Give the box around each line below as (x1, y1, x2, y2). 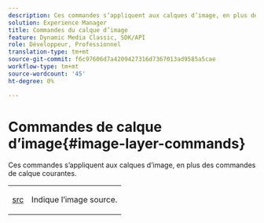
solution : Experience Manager (8, 19, 108, 27)
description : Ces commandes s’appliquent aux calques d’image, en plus (8, 11, 247, 20)
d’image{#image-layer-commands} (8, 134, 246, 152)
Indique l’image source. (31, 194, 118, 205)
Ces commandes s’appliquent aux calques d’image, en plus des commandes (8, 160, 256, 170)
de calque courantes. (8, 169, 77, 178)
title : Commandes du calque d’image (8, 26, 128, 34)
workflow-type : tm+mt (8, 63, 79, 71)
